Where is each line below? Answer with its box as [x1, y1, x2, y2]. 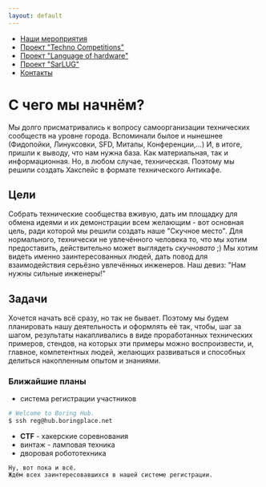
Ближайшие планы [8, 376, 87, 387]
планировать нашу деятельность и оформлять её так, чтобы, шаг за [8, 322, 242, 332]
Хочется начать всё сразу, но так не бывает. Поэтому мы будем [8, 313, 229, 323]
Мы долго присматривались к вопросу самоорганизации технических [8, 122, 250, 132]
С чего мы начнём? [8, 95, 145, 114]
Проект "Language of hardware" [19, 50, 129, 60]
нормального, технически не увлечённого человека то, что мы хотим [8, 235, 248, 244]
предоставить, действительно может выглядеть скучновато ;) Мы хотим [8, 243, 259, 253]
